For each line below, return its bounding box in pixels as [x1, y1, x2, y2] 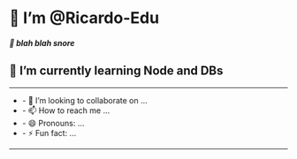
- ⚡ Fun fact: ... [21, 127, 77, 138]
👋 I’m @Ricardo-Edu [9, 8, 160, 28]
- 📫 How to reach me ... [21, 105, 110, 116]
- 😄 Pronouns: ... [21, 117, 85, 128]
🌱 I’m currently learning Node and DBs [9, 64, 224, 79]
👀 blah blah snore [9, 37, 75, 48]
